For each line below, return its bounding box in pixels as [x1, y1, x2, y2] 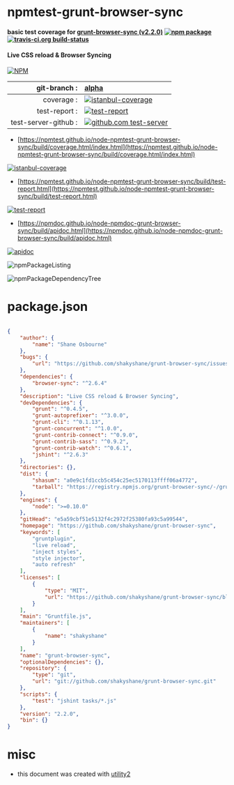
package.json [7, 299, 88, 314]
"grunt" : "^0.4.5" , [32, 406, 89, 413]
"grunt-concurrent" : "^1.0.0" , [32, 425, 123, 432]
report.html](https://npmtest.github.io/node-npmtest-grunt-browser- [17, 184, 214, 192]
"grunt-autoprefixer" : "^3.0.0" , [32, 412, 130, 419]
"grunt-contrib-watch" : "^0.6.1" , [32, 444, 132, 452]
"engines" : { [19, 496, 58, 503]
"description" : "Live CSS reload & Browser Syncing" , [19, 392, 179, 399]
